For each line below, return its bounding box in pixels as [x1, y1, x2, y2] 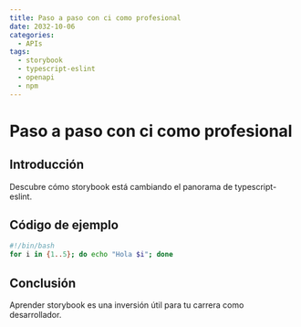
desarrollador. [9, 310, 62, 320]
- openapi [17, 73, 55, 82]
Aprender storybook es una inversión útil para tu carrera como [9, 300, 244, 311]
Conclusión [9, 275, 77, 290]
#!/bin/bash [9, 241, 55, 251]
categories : [9, 30, 55, 39]
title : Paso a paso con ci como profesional [9, 13, 182, 23]
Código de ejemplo [9, 217, 119, 233]
